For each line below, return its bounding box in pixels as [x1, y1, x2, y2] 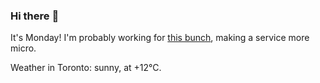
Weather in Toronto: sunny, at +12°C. [10, 62, 162, 74]
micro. [10, 42, 37, 54]
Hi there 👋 [10, 9, 60, 23]
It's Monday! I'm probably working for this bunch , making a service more [10, 32, 310, 44]
